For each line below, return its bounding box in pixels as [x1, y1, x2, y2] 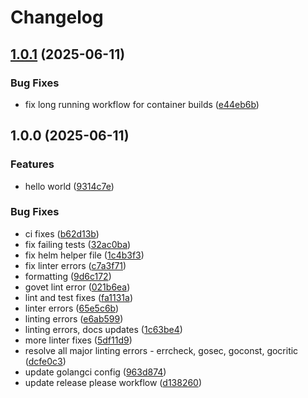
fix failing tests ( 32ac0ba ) [24, 238, 132, 250]
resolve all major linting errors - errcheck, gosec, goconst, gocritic [24, 344, 299, 356]
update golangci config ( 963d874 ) [24, 366, 167, 378]
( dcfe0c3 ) [24, 355, 67, 367]
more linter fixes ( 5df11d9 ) [24, 334, 133, 346]
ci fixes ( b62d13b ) [24, 227, 100, 240]
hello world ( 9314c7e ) [24, 180, 115, 192]
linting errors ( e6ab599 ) [24, 312, 124, 325]
